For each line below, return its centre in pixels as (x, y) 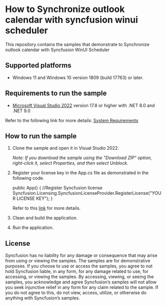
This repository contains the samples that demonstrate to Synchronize (77, 44)
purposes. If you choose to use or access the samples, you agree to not (79, 266)
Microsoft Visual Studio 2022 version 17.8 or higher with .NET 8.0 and (83, 105)
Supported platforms (38, 65)
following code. (28, 178)
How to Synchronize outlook (65, 9)
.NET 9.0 (21, 111)
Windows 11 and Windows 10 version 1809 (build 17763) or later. (78, 77)
